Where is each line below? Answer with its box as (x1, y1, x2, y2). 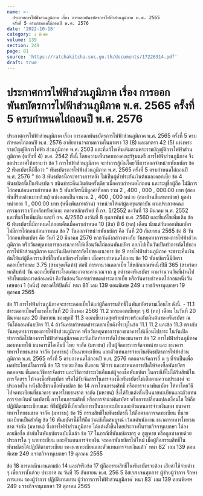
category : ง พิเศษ (7, 31, 48, 37)
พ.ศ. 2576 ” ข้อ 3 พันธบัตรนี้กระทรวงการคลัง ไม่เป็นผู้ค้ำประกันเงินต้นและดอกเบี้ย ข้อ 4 (7, 173, 183, 180)
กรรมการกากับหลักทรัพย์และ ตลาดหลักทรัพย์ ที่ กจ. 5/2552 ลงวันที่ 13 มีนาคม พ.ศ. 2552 (7, 207, 189, 214)
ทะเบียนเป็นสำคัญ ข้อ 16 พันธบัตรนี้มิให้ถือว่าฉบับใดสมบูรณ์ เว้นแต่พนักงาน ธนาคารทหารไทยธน (7, 416, 195, 424)
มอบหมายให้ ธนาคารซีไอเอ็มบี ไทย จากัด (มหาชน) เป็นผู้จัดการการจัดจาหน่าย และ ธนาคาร (7, 341, 184, 349)
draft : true (7, 59, 37, 65)
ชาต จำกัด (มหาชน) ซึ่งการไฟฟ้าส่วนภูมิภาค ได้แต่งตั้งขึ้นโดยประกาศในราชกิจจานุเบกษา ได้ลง (7, 423, 189, 430)
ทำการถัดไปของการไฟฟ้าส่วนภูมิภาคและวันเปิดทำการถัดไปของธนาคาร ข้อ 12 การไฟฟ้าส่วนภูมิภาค (7, 335, 198, 342)
